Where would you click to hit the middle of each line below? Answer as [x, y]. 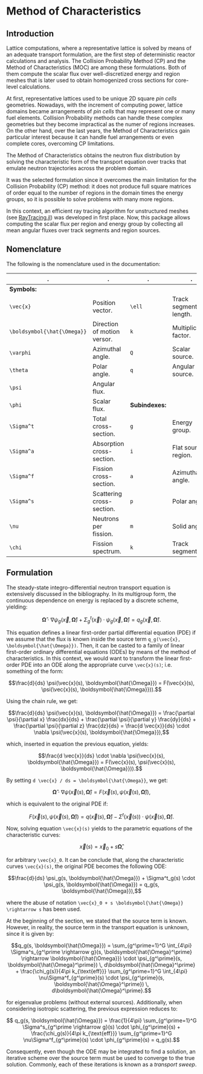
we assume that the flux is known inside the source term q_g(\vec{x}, [94, 639]
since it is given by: [30, 933]
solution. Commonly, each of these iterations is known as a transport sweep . [101, 1064]
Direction [106, 324]
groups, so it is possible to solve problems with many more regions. [90, 199]
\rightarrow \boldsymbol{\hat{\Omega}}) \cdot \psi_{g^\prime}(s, [101, 958]
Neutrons [106, 518]
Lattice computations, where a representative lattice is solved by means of [99, 48]
